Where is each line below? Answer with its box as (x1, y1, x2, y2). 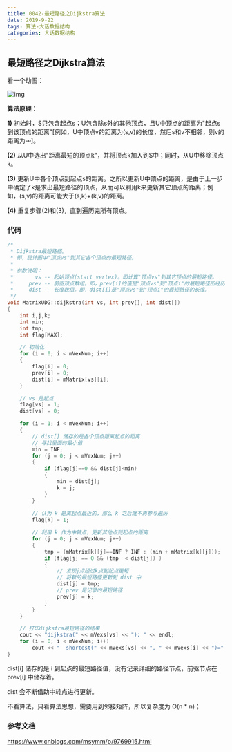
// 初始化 (19, 344, 45, 351)
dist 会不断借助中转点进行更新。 (7, 687, 98, 695)
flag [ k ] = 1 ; (32, 516, 70, 524)
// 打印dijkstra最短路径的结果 (19, 625, 100, 632)
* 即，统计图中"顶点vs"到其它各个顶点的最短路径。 (10, 254, 137, 261)
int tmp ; (19, 325, 45, 332)
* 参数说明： (10, 267, 43, 274)
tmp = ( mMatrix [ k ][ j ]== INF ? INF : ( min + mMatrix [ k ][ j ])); (43, 548, 221, 555)
